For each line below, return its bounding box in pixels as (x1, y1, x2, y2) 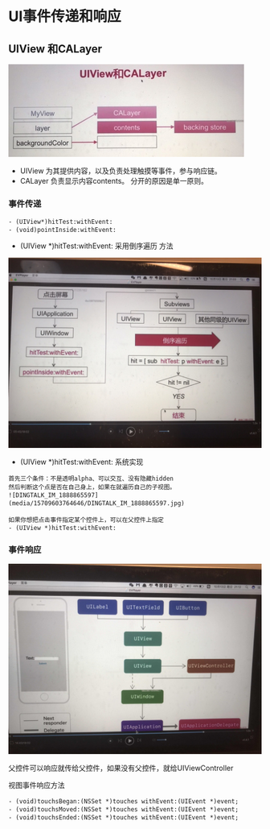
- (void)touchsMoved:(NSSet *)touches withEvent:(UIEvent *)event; (8, 805, 239, 814)
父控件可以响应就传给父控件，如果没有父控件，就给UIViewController (8, 763, 234, 773)
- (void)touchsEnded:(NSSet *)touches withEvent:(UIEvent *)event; (8, 813, 239, 822)
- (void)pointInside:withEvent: (8, 226, 117, 234)
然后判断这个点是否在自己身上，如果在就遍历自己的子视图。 (8, 483, 176, 491)
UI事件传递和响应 (8, 7, 122, 26)
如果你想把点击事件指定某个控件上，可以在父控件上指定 (8, 516, 165, 524)
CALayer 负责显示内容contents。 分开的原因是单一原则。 (19, 176, 209, 185)
